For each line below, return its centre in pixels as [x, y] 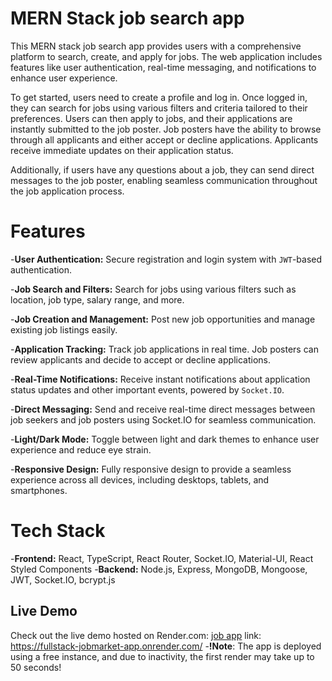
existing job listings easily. [64, 329]
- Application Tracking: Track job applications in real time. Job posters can [164, 349]
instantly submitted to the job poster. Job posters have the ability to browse [166, 129]
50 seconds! [36, 667]
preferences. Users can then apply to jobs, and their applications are [151, 118]
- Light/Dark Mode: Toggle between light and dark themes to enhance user [165, 439]
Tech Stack [58, 531]
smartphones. [39, 490]
